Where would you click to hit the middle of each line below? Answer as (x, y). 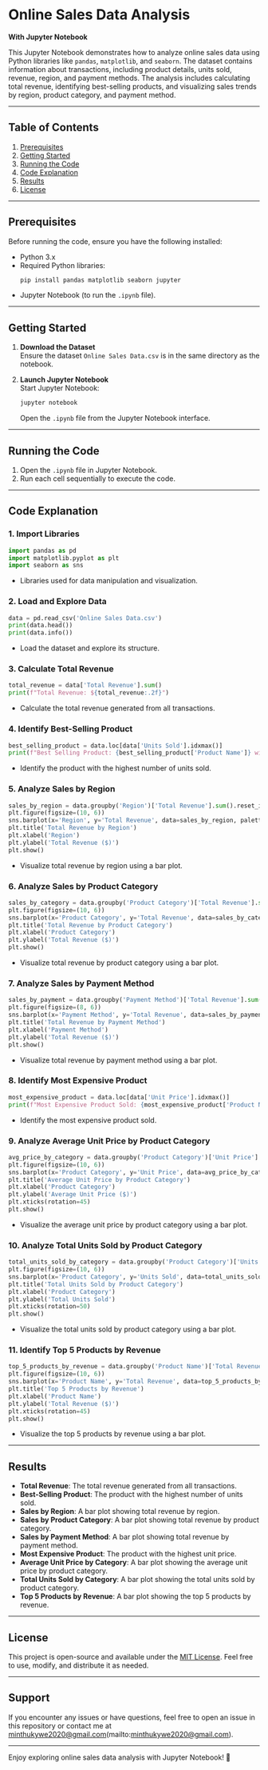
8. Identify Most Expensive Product (78, 1080)
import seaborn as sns (46, 566)
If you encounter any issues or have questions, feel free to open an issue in (132, 1717)
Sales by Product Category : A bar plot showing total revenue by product (139, 1520)
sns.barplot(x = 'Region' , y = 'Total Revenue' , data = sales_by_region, (123, 821)
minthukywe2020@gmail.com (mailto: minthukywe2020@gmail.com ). (121, 1734)
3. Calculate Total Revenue (61, 669)
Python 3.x (37, 257)
